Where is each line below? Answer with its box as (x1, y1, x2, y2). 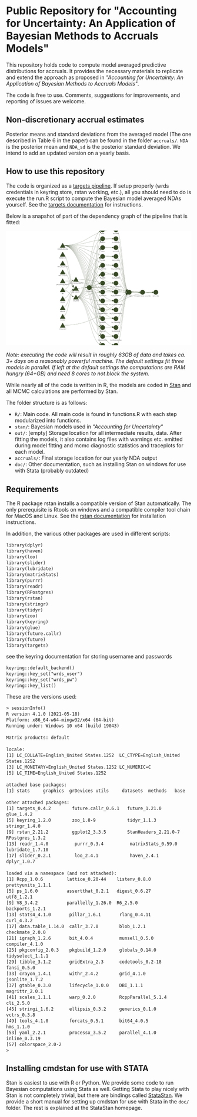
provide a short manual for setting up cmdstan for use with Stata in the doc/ (6, 1098, 189, 1105)
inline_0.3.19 (6, 1036, 41, 1041)
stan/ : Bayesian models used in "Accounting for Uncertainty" (14, 423, 163, 430)
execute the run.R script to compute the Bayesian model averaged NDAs (6, 195, 182, 202)
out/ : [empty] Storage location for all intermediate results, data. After (14, 430, 182, 437)
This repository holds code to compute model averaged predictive (6, 61, 166, 68)
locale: (6, 746, 25, 752)
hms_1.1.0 (6, 1024, 31, 1030)
